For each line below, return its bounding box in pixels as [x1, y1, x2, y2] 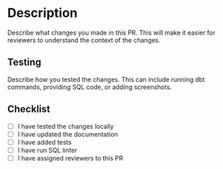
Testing [7, 57, 42, 69]
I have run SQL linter [17, 146, 78, 154]
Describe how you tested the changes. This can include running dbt [7, 75, 205, 83]
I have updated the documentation [17, 129, 118, 139]
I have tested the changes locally [17, 122, 115, 130]
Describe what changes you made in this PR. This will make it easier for [7, 28, 216, 37]
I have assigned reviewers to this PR [17, 153, 124, 162]
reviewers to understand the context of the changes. [7, 35, 161, 44]
